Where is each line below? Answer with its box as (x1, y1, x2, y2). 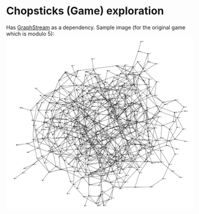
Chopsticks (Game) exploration (6, 4, 164, 18)
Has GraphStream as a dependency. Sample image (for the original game (6, 24, 186, 31)
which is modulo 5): (6, 30, 55, 37)
